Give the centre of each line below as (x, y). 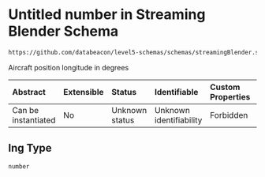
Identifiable (176, 92)
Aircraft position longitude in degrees (69, 67)
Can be (26, 110)
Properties (230, 96)
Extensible (83, 92)
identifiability (178, 120)
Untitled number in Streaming (107, 15)
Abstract (29, 92)
